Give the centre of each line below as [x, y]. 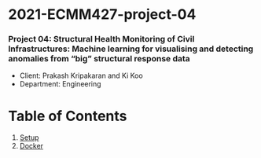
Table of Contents [68, 116]
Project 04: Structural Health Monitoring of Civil [101, 39]
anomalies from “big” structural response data [99, 59]
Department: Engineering [60, 84]
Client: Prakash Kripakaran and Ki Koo [81, 75]
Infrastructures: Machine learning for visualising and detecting [131, 49]
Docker [31, 146]
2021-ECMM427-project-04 [102, 15]
